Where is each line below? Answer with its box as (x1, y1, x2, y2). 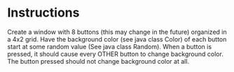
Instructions (7, 5, 80, 21)
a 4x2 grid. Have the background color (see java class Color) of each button (7, 35, 227, 43)
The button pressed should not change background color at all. (7, 57, 190, 65)
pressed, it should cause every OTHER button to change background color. (7, 50, 224, 58)
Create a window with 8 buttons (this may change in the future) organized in (7, 28, 227, 36)
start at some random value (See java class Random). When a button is (7, 42, 212, 51)
